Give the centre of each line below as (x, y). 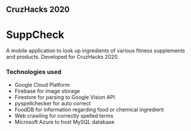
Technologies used (34, 72)
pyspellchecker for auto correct (52, 103)
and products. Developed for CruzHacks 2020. (62, 57)
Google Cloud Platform (42, 84)
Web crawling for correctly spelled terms (64, 115)
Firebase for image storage (47, 91)
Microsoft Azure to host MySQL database (64, 122)
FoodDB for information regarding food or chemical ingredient (89, 109)
